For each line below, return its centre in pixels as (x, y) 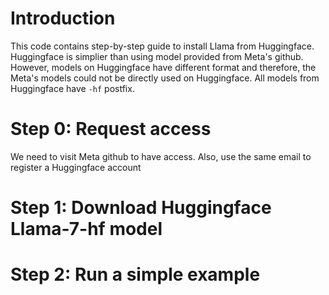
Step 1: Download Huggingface (141, 208)
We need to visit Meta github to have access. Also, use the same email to (161, 156)
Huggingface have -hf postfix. (72, 88)
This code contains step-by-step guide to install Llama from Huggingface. (162, 46)
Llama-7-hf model (86, 229)
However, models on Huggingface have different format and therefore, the (163, 67)
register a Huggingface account (76, 167)
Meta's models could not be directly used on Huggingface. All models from (165, 78)
